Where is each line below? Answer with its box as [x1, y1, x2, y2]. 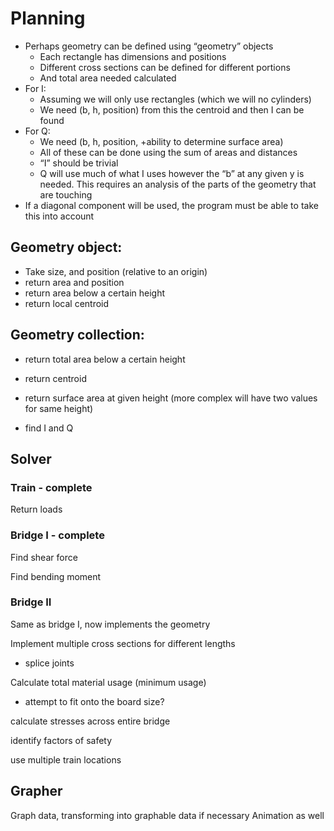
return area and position [24, 276, 125, 288]
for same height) [24, 402, 94, 414]
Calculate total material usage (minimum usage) [10, 676, 207, 688]
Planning [10, 7, 86, 30]
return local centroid [24, 297, 110, 309]
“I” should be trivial [39, 157, 119, 169]
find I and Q [24, 422, 74, 434]
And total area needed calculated [39, 72, 177, 84]
